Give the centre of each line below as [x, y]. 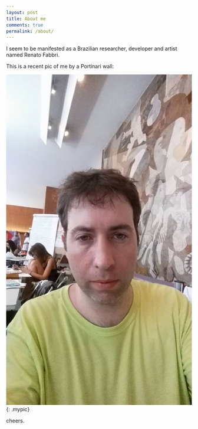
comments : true [25, 25]
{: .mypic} [18, 410]
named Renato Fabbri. [33, 55]
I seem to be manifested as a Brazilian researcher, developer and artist [92, 49]
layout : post [22, 12]
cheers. [15, 421]
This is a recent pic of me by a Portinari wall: [60, 66]
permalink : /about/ [30, 31]
